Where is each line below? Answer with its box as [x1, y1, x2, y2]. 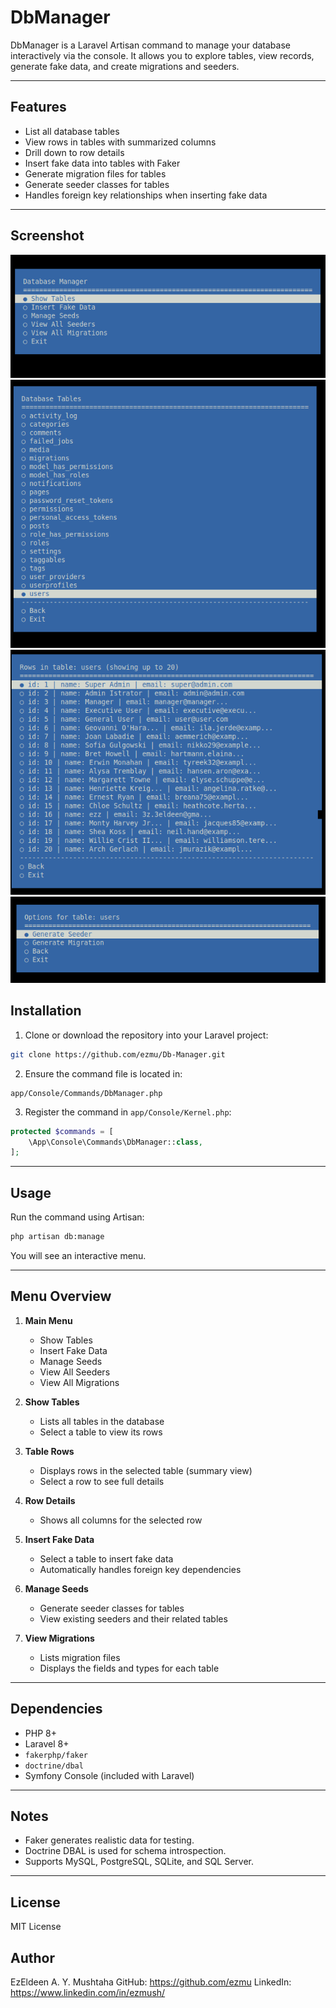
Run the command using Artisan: [10, 1211, 145, 1223]
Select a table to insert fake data [39, 1552, 174, 1565]
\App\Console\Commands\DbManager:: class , [28, 1137, 203, 1147]
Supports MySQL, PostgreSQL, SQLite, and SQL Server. [24, 1856, 255, 1868]
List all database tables [24, 125, 120, 137]
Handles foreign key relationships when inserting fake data [24, 189, 268, 201]
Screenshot [10, 227, 85, 245]
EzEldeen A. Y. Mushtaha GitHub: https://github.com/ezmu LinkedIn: [10, 1976, 292, 1988]
